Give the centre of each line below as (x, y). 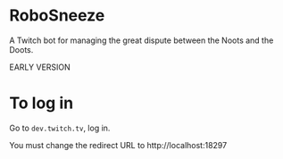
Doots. (21, 49)
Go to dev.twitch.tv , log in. (60, 128)
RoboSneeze (57, 16)
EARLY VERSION (40, 67)
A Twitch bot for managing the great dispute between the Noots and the (141, 40)
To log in (42, 103)
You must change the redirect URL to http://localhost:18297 (118, 145)
